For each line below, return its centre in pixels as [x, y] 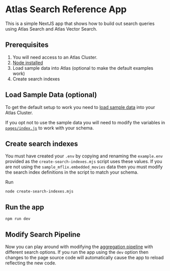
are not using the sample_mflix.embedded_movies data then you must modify [84, 167]
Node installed [28, 63]
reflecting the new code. [31, 263]
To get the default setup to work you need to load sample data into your [80, 107]
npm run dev [18, 219]
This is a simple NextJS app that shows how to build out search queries [80, 23]
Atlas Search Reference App [66, 9]
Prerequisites [27, 45]
